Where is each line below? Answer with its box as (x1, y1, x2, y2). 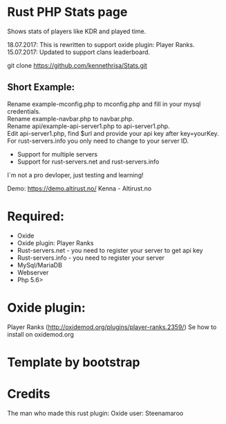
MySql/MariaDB (17, 260, 62, 269)
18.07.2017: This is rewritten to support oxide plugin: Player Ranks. (7, 40, 195, 48)
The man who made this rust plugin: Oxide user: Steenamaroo (7, 409, 184, 417)
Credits (7, 386, 50, 402)
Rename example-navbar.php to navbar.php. (7, 114, 134, 123)
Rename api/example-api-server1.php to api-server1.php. (7, 122, 171, 130)
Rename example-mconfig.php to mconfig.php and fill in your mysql (7, 100, 201, 108)
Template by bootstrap (7, 354, 140, 370)
